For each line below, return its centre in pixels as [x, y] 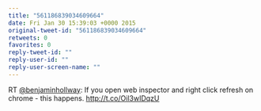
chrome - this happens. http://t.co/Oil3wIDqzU [84, 98]
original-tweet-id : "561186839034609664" [78, 30]
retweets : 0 [28, 38]
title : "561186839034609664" [56, 15]
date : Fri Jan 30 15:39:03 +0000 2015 [72, 23]
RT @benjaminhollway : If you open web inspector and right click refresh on [131, 90]
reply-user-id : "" [38, 60]
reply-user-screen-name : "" [55, 67]
